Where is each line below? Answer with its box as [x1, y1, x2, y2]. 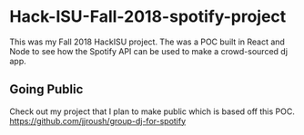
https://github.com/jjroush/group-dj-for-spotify [9, 115, 187, 126]
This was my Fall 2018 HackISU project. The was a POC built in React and [9, 36, 285, 47]
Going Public [9, 82, 84, 97]
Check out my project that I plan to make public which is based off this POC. [9, 106, 296, 117]
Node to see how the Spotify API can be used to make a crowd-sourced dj [9, 45, 289, 56]
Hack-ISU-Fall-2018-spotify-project [9, 6, 287, 27]
